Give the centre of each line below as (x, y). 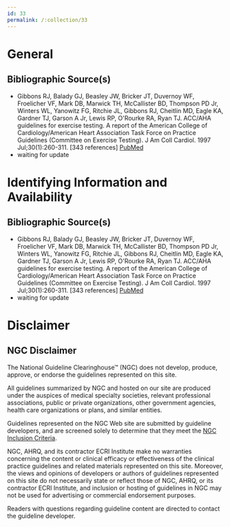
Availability (40, 197)
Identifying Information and (87, 182)
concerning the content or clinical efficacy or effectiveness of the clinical (111, 458)
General (30, 54)
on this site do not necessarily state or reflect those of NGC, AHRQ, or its (110, 480)
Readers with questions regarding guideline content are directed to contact (114, 508)
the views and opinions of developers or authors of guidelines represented (113, 473)
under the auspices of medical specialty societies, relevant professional (109, 395)
